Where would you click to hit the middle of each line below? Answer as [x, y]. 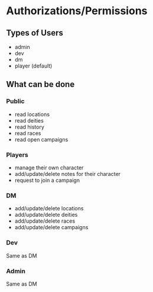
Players [17, 155]
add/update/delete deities [46, 215]
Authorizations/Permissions [77, 11]
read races [28, 133]
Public [15, 101]
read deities [29, 120]
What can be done [40, 84]
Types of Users [35, 33]
